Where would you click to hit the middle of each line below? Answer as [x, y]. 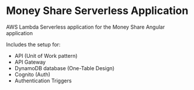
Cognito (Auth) [33, 74]
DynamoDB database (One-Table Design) [64, 68]
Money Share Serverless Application [97, 11]
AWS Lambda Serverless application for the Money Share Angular [86, 27]
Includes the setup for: [33, 44]
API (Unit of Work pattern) [46, 56]
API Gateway [30, 62]
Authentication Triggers [43, 81]
